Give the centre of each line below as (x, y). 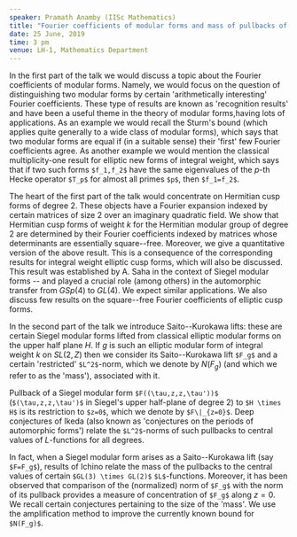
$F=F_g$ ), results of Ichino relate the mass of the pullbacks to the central (141, 466)
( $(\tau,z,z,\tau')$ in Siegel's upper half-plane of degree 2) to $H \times (145, 402)
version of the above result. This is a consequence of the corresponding (141, 253)
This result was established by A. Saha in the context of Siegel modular (139, 272)
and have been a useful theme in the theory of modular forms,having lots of (147, 113)
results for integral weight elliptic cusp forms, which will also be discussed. (146, 262)
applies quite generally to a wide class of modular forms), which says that (144, 132)
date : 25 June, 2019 (47, 34)
